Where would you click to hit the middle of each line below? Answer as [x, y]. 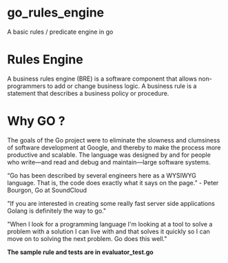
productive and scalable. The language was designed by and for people [109, 155]
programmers [27, 86]
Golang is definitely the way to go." [57, 211]
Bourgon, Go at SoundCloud [47, 190]
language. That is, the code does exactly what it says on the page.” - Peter [113, 182]
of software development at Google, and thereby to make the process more [114, 147]
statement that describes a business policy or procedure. [88, 93]
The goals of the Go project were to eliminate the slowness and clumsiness [114, 140]
